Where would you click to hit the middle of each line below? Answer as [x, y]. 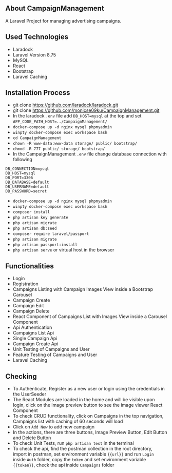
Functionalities [30, 266]
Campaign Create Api [35, 344]
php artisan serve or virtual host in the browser [63, 250]
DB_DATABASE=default [27, 182]
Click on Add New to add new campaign [54, 427]
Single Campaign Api [35, 339]
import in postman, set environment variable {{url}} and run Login [83, 454]
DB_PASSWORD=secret [26, 191]
